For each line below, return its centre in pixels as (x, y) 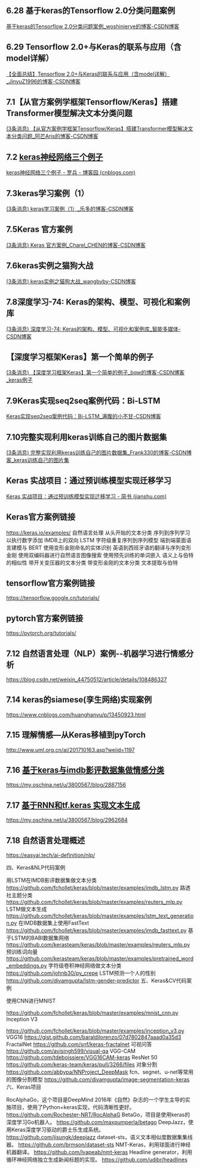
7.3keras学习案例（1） (48, 193)
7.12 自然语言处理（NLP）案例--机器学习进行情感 (96, 653)
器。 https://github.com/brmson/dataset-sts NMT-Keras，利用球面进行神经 (99, 1145)
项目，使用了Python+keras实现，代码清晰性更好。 (73, 1107)
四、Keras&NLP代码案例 (36, 868)
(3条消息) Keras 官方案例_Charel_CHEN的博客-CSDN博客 (76, 245)
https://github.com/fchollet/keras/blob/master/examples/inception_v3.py (95, 1031)
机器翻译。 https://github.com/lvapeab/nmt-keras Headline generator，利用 (99, 1152)
